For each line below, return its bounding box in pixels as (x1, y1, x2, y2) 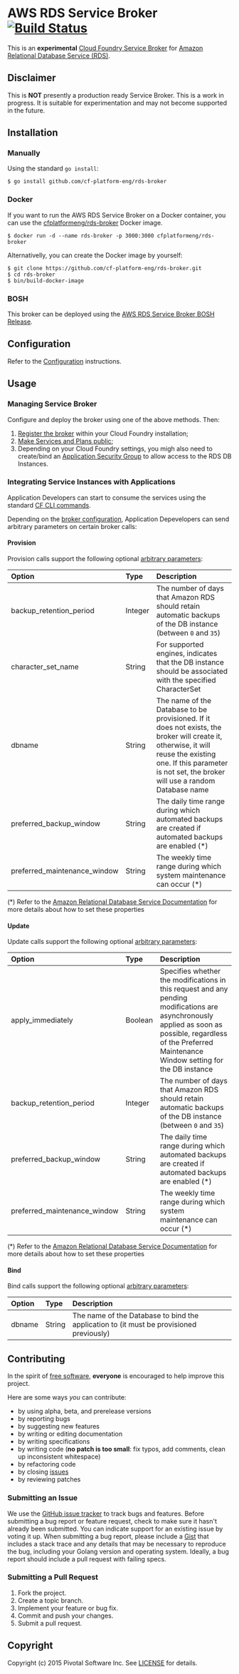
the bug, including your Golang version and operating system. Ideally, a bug (7, 1547, 230, 1556)
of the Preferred (159, 1037, 213, 1047)
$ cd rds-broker (7, 271, 55, 278)
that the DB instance (156, 657, 224, 667)
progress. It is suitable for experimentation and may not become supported (7, 98, 228, 107)
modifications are (159, 1002, 218, 1012)
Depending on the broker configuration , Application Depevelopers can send (7, 515, 230, 523)
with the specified (156, 675, 216, 685)
